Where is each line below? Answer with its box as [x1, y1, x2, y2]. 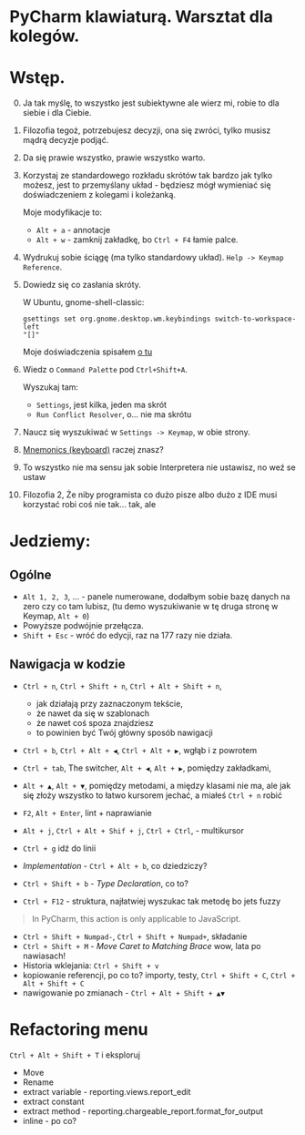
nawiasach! [22, 950, 66, 961]
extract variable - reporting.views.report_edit [22, 1086, 191, 1097]
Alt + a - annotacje [36, 225, 111, 236]
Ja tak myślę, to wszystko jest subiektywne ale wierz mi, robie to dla [22, 97, 280, 108]
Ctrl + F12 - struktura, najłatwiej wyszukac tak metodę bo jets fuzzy [22, 895, 281, 906]
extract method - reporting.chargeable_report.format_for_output [22, 1105, 264, 1117]
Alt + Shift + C [22, 979, 85, 988]
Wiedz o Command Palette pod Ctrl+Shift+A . [22, 364, 188, 375]
